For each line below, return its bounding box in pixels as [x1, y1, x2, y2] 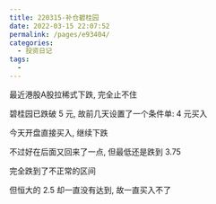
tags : [9, 55, 30, 64]
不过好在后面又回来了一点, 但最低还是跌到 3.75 [9, 146, 182, 157]
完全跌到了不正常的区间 [9, 165, 96, 176]
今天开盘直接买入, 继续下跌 [9, 127, 108, 137]
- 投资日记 [17, 47, 53, 56]
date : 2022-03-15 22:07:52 [9, 22, 110, 31]
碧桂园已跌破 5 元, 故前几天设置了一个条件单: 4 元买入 [9, 108, 208, 119]
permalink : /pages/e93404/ [9, 30, 110, 39]
